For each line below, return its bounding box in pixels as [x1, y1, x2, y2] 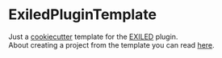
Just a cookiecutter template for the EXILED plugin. [8, 32, 178, 41]
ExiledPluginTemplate [8, 6, 157, 24]
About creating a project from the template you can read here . [8, 40, 216, 49]
